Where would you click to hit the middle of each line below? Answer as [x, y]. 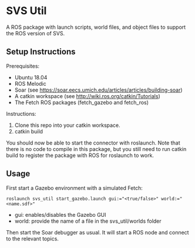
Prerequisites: [23, 66]
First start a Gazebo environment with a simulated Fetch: [74, 188]
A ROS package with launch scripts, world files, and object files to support [96, 27]
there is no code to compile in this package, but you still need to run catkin [96, 149]
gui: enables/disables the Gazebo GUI [60, 215]
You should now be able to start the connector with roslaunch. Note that [93, 143]
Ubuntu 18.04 [31, 77]
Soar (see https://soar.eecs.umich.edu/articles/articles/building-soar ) [99, 90]
